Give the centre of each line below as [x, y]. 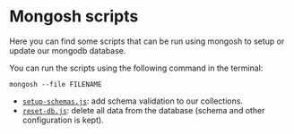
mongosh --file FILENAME [56, 84]
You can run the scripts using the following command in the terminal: [136, 68]
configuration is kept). [63, 120]
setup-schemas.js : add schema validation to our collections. [133, 101]
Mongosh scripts [74, 17]
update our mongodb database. [68, 50]
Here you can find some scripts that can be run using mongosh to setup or [147, 41]
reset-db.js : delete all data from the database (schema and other [143, 110]
